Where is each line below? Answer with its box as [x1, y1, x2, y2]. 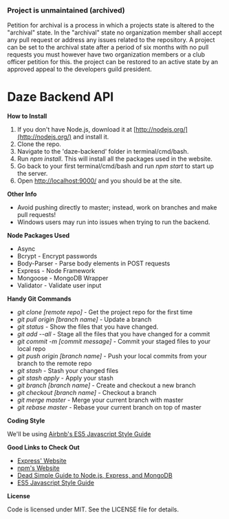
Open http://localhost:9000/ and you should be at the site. [17, 176, 182, 185]
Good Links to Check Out [7, 443, 80, 451]
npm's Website [17, 464, 60, 472]
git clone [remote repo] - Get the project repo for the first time [17, 308, 193, 316]
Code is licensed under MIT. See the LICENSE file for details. [7, 505, 179, 513]
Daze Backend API [7, 89, 114, 105]
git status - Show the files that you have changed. [17, 323, 159, 331]
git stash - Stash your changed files [17, 367, 119, 375]
